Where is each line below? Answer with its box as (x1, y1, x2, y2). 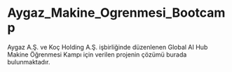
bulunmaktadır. (7, 57, 50, 66)
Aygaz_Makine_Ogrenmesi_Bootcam (7, 5, 226, 21)
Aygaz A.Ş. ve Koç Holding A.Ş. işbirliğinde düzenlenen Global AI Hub (7, 43, 208, 51)
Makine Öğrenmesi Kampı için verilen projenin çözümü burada (7, 50, 187, 59)
